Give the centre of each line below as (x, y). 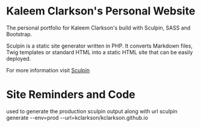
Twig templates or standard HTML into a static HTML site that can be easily (100, 52)
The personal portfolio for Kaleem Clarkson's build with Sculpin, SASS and (98, 28)
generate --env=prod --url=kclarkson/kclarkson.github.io (77, 117)
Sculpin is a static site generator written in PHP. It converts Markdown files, (100, 46)
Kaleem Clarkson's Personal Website (101, 11)
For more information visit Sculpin (48, 70)
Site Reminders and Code (71, 95)
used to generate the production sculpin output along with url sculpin (92, 111)
